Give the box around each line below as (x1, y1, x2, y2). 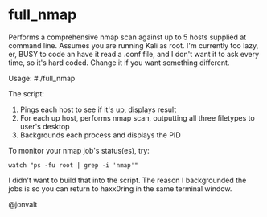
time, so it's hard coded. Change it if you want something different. (8, 58, 230, 68)
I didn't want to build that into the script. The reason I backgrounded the (8, 175, 247, 185)
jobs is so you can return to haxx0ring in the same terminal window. (8, 183, 232, 194)
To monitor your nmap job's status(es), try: (8, 145, 150, 155)
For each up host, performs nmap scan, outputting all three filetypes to (19, 113, 255, 122)
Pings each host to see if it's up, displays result (19, 104, 177, 114)
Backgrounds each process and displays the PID (19, 130, 181, 140)
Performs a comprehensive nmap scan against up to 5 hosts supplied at (8, 32, 247, 42)
